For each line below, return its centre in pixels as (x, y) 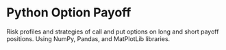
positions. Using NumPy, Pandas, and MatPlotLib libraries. (88, 38)
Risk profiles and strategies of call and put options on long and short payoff (113, 32)
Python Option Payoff (69, 13)
